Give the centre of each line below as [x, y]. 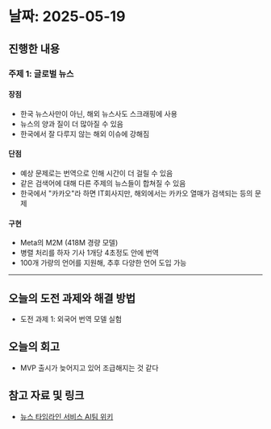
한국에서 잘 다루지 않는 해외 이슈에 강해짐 [85, 134]
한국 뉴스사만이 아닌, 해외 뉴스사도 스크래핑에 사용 [98, 113]
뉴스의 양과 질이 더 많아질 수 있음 [71, 124]
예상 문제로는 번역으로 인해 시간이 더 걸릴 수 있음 [96, 173]
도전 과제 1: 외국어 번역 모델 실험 [71, 319]
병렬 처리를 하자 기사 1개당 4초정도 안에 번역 [89, 253]
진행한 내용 [34, 49]
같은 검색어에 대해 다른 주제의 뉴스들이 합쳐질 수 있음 [103, 183]
